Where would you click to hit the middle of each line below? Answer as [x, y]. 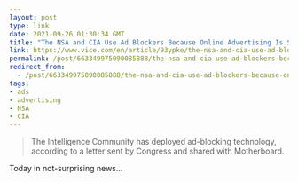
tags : [19, 83]
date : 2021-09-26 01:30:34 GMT [67, 34]
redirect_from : [37, 67]
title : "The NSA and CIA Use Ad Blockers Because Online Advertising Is [146, 42]
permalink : [29, 59]
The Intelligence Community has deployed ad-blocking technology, [153, 142]
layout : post [33, 17]
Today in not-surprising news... [66, 169]
